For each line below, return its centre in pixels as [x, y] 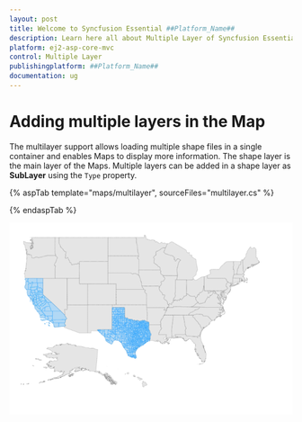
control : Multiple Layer [56, 57]
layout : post [34, 19]
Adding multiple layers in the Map [138, 122]
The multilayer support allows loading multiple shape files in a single [136, 146]
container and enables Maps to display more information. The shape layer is [150, 156]
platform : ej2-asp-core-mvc [62, 48]
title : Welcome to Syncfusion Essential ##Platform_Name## [122, 28]
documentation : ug [44, 76]
